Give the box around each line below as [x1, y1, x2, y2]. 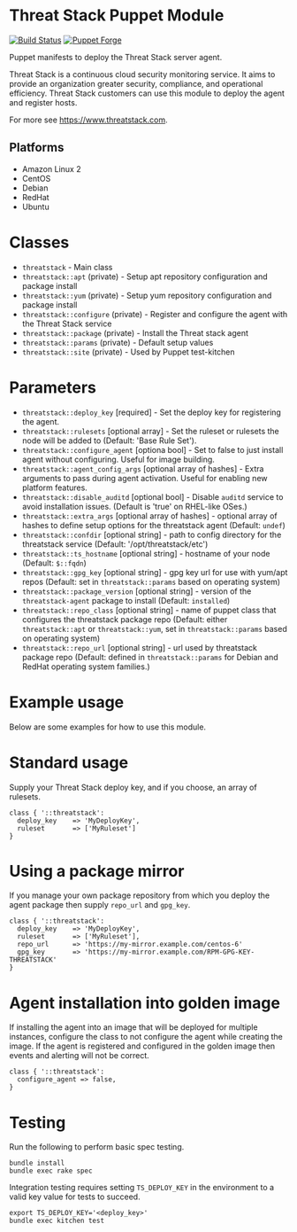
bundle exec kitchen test [9, 1216, 104, 1226]
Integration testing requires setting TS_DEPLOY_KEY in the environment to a [9, 1182, 275, 1193]
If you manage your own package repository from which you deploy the [9, 890, 270, 901]
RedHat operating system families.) [21, 661, 150, 672]
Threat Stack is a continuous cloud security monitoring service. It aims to [9, 68, 276, 80]
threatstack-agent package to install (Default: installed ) [21, 595, 231, 605]
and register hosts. [9, 97, 78, 107]
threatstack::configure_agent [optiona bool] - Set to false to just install [21, 444, 284, 455]
